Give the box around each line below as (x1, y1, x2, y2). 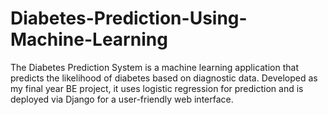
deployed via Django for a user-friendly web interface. (10, 93, 234, 105)
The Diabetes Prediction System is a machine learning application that (10, 61, 299, 73)
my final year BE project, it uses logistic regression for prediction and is (10, 82, 304, 94)
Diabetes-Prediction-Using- (10, 7, 248, 30)
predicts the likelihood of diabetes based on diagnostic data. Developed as (10, 72, 318, 84)
